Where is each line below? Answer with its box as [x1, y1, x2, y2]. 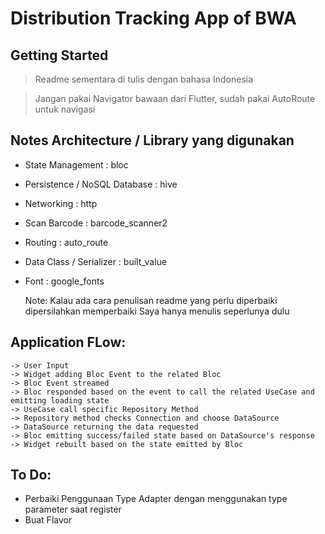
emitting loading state [10, 395, 110, 406]
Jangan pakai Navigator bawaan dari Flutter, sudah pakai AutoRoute [34, 93, 316, 104]
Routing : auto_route [24, 236, 109, 248]
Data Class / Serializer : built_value [24, 255, 168, 267]
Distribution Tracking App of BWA [10, 7, 297, 30]
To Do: [10, 467, 52, 484]
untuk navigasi [34, 103, 96, 115]
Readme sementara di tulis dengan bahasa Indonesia [34, 73, 254, 85]
